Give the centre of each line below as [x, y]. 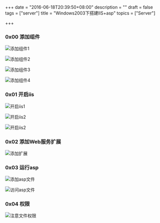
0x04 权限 [18, 204]
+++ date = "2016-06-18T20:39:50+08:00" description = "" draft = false [79, 7]
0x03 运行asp [22, 167]
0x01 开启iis [20, 95]
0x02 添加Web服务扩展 [33, 141]
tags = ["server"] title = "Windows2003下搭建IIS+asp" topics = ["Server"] [80, 13]
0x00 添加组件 [23, 37]
